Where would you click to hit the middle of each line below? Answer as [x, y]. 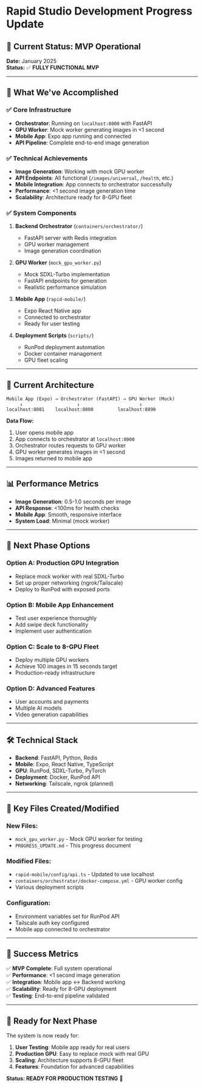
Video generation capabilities [52, 715]
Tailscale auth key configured [52, 923]
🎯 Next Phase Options [48, 546]
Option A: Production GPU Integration [63, 563]
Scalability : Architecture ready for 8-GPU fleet [73, 197]
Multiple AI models [38, 708]
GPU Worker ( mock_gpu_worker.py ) [58, 263]
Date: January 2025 [31, 61]
